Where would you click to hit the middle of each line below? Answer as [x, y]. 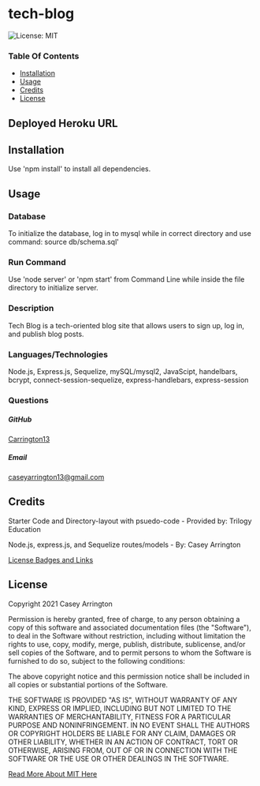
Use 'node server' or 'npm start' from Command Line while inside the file [126, 279]
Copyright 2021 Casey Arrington [60, 604]
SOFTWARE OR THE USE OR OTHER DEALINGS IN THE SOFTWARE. [119, 758]
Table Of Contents [44, 56]
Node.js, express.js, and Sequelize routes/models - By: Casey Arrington [124, 545]
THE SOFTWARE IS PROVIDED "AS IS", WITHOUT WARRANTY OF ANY [123, 700]
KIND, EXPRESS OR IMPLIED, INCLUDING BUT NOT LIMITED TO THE [120, 708]
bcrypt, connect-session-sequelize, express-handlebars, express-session [128, 380]
